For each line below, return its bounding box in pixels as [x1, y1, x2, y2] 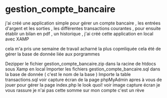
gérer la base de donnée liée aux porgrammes [5, 51, 100, 57]
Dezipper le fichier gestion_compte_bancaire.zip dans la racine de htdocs [5, 60, 156, 66]
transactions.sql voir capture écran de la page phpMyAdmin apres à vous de [5, 76, 162, 82]
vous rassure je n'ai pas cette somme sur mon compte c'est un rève [5, 87, 145, 93]
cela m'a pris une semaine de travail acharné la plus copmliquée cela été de [5, 45, 161, 51]
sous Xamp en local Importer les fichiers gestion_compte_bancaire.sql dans [5, 66, 161, 72]
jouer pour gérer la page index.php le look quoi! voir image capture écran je [5, 81, 161, 88]
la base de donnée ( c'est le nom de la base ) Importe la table [5, 71, 131, 77]
